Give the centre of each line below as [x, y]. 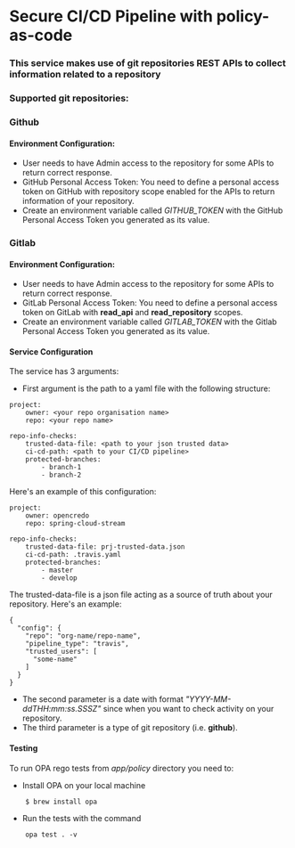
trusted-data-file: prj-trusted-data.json [105, 547]
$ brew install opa [61, 802]
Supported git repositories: [69, 98]
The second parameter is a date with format [103, 699]
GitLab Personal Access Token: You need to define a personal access [150, 303]
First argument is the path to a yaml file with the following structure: [146, 388]
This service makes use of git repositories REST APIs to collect [148, 63]
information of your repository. [78, 201]
